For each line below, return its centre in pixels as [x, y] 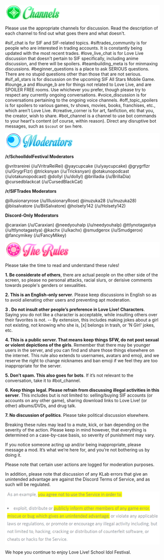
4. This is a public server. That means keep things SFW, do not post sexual [82, 340]
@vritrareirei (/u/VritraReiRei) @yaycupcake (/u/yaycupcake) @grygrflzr [78, 166]
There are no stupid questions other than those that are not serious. [73, 74]
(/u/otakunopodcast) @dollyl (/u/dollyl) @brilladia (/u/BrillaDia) [68, 176]
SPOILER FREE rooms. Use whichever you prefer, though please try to [75, 90]
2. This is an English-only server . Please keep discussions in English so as [81, 295]
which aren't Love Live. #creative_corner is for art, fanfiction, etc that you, [80, 111]
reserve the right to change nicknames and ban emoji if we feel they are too [82, 361]
